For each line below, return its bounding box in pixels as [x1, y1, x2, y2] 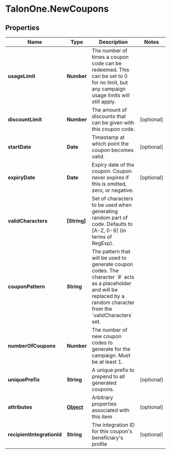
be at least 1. [92, 358, 123, 365]
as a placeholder [92, 280, 132, 287]
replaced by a [92, 293, 125, 299]
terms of [92, 233, 112, 240]
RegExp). [92, 240, 113, 246]
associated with [92, 407, 130, 414]
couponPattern [8, 283, 45, 290]
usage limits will [92, 92, 130, 98]
